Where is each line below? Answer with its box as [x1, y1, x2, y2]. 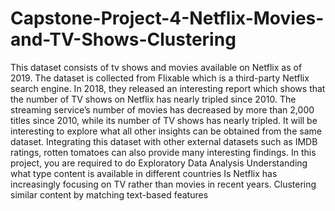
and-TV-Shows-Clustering [10, 28, 237, 51]
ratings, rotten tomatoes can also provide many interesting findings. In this [10, 146, 317, 158]
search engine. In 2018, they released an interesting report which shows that [10, 82, 326, 94]
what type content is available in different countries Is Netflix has [10, 167, 278, 179]
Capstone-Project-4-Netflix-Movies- [10, 7, 325, 30]
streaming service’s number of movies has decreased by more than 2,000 [10, 103, 315, 116]
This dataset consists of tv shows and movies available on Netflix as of [10, 61, 303, 73]
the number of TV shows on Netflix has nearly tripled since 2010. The [10, 93, 297, 105]
